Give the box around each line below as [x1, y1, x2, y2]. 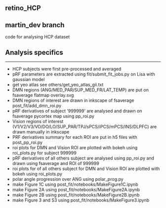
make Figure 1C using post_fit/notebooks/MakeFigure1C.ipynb [12, 181, 138, 187]
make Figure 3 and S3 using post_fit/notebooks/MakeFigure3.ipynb [12, 197, 150, 203]
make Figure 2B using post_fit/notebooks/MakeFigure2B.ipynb [12, 192, 140, 198]
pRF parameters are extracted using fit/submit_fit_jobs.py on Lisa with [12, 71, 155, 77]
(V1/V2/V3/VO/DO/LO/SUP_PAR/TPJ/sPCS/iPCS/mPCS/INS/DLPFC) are [12, 124, 157, 130]
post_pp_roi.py [12, 139, 43, 145]
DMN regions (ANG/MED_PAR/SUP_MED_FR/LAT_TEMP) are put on [12, 87, 149, 93]
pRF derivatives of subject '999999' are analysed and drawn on [12, 108, 142, 114]
